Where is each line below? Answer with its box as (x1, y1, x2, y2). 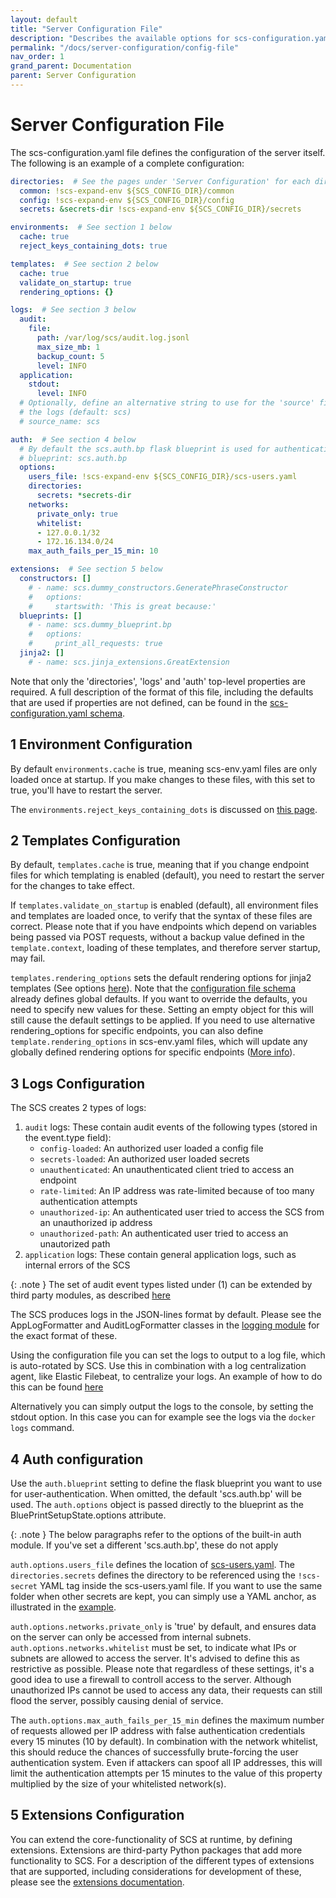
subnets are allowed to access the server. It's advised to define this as (10, 1652, 300, 1665)
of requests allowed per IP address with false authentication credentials (10, 1725, 306, 1737)
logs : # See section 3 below (10, 305, 137, 315)
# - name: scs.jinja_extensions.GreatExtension (28, 657, 230, 667)
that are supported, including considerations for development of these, (10, 1865, 302, 1877)
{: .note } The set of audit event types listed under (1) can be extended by (10, 1279, 313, 1291)
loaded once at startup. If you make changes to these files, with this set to (10, 773, 316, 785)
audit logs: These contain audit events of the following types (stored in (24, 1121, 318, 1133)
